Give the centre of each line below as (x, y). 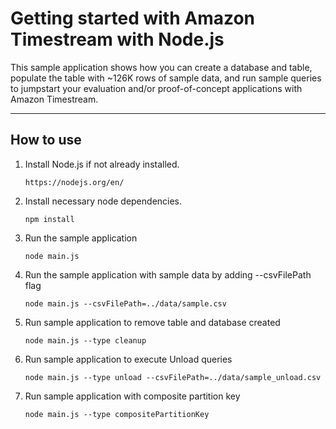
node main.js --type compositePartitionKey (117, 414)
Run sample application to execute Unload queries (128, 359)
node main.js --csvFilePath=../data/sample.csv (125, 303)
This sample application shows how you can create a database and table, (161, 67)
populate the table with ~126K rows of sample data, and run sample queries (166, 78)
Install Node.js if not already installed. (102, 164)
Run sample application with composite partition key (132, 396)
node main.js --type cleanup (85, 340)
